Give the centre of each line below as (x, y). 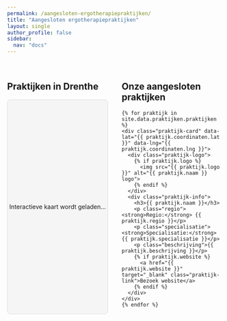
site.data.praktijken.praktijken (169, 119)
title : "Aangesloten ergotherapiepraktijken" (73, 20)
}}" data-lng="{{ (146, 143)
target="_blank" (145, 274)
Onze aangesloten (161, 87)
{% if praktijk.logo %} (168, 161)
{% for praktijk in (149, 113)
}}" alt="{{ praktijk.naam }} (165, 173)
